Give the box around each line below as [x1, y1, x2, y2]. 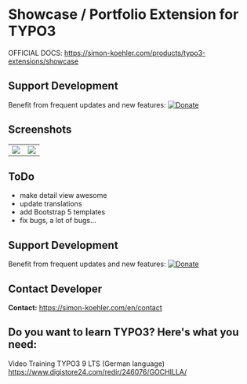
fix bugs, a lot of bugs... [19, 216, 96, 225]
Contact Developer [8, 282, 103, 295]
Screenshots [8, 123, 72, 137]
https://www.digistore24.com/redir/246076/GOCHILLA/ [8, 367, 187, 376]
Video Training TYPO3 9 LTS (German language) [8, 359, 165, 368]
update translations [19, 199, 82, 209]
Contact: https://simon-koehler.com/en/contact [8, 303, 162, 312]
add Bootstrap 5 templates [19, 207, 106, 217]
